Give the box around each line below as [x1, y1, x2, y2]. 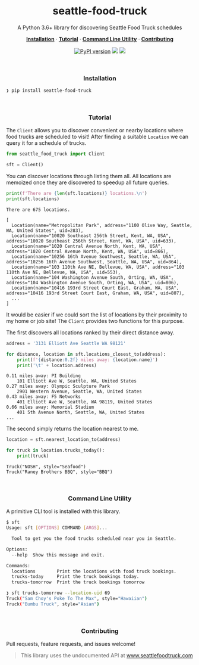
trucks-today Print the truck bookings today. [11, 574, 140, 580]
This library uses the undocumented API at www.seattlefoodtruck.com [20, 652, 193, 659]
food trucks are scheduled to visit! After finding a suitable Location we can [6, 133, 189, 141]
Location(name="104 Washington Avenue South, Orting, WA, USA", [11, 274, 174, 281]
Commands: [6, 563, 31, 568]
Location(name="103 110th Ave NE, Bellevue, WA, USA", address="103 [11, 264, 185, 270]
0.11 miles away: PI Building [6, 373, 81, 379]
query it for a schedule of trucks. [6, 139, 87, 147]
